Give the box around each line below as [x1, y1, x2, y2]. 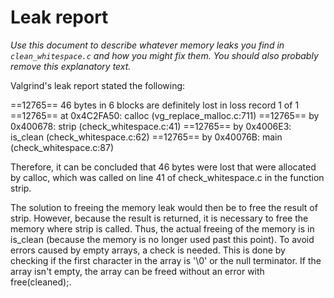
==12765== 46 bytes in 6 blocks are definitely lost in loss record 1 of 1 [10, 99, 300, 111]
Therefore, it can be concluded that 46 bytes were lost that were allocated [10, 161, 317, 173]
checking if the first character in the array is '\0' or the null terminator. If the [10, 254, 322, 266]
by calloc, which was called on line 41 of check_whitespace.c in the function [10, 171, 325, 183]
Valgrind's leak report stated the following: [10, 79, 186, 91]
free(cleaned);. [10, 276, 72, 288]
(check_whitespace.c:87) [10, 141, 115, 153]
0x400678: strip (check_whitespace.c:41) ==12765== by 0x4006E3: [10, 120, 292, 132]
